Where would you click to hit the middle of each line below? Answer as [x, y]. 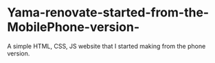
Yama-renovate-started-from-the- [108, 13]
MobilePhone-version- [73, 27]
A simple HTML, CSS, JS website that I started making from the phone [106, 46]
